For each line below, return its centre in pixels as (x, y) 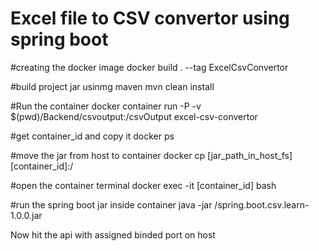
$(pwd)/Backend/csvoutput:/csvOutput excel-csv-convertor (134, 116)
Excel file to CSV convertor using (150, 18)
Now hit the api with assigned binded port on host (113, 234)
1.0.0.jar (26, 215)
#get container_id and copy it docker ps (92, 136)
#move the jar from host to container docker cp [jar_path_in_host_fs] (151, 155)
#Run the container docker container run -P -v (106, 106)
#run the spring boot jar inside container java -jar (111, 204)
